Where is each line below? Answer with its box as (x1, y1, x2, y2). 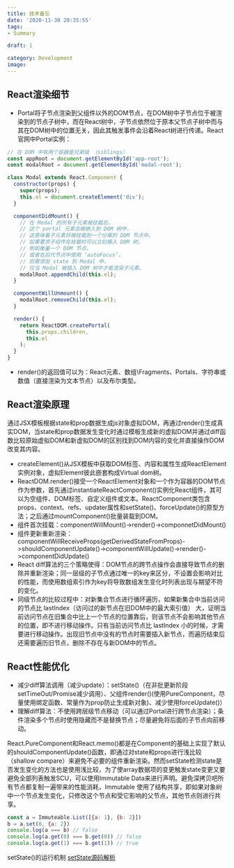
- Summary (7, 29, 36, 37)
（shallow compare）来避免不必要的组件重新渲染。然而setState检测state (7, 757, 217, 765)
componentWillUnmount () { (13, 290, 89, 297)
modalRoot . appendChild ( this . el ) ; (19, 271, 117, 278)
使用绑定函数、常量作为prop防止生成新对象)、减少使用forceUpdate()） (23, 698, 226, 706)
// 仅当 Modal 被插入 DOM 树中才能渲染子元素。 (19, 264, 145, 272)
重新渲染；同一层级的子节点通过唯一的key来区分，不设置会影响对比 (29, 568, 223, 577)
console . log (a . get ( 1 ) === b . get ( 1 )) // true (7, 840, 139, 847)
